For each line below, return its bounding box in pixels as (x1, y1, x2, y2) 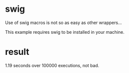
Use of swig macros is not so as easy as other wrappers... (5, 20, 122, 25)
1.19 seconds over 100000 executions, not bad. (5, 62, 99, 68)
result (5, 47, 29, 57)
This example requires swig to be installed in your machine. (5, 29, 125, 35)
